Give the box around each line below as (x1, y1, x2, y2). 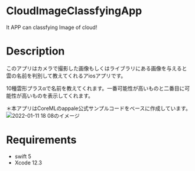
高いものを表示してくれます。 (21, 92, 93, 99)
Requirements (6, 133, 77, 147)
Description (6, 44, 65, 58)
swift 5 (14, 153, 31, 160)
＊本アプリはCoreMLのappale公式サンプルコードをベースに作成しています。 (6, 105, 191, 112)
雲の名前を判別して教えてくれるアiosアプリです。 (6, 72, 126, 79)
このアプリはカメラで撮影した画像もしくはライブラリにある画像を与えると (6, 64, 187, 72)
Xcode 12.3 (14, 159, 43, 166)
